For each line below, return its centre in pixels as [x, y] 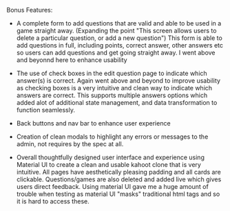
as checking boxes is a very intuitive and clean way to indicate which [114, 88]
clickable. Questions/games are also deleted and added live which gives [119, 179]
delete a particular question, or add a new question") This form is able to [119, 38]
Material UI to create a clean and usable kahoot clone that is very [108, 164]
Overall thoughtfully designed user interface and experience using [110, 157]
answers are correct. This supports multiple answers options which [112, 95]
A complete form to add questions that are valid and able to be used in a [119, 23]
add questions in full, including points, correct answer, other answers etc [120, 45]
